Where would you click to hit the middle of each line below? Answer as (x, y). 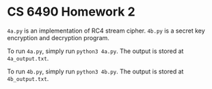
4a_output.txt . (28, 58)
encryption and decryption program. (58, 37)
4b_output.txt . (28, 78)
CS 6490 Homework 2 (71, 12)
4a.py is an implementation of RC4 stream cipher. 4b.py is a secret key (106, 31)
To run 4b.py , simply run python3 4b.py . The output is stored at (95, 71)
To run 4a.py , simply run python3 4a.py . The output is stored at (95, 51)
